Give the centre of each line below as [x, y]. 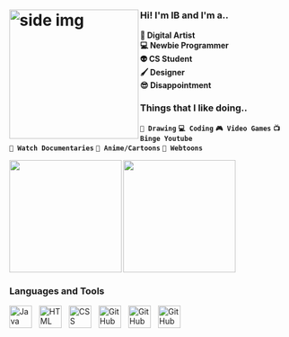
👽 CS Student [166, 58]
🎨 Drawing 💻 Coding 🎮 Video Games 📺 [210, 129]
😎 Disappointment [176, 84]
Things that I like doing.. [194, 108]
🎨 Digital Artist [168, 35]
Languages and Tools [57, 290]
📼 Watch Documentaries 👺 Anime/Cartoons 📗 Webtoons [106, 148]
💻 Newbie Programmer [184, 45]
